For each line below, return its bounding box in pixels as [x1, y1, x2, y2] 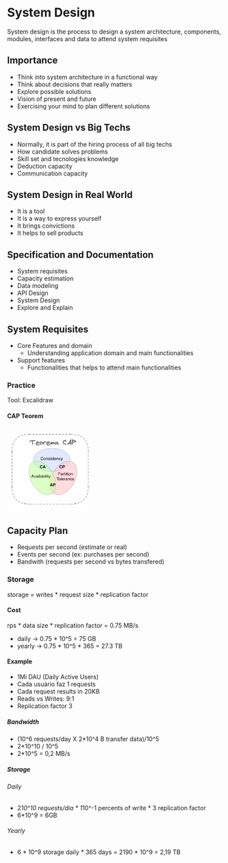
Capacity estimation [16, 274, 74, 282]
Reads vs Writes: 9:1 [16, 694, 75, 703]
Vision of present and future [16, 95, 97, 103]
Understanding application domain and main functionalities [27, 349, 194, 357]
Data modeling [16, 282, 59, 290]
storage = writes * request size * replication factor [7, 590, 149, 598]
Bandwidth [7, 718, 40, 726]
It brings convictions [16, 221, 75, 230]
